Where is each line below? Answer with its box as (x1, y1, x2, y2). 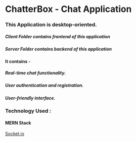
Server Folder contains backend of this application (5, 46, 112, 52)
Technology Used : (5, 108, 51, 115)
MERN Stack (5, 120, 31, 126)
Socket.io (5, 131, 25, 137)
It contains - (5, 59, 31, 65)
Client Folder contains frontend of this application (5, 33, 110, 39)
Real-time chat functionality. (5, 70, 66, 76)
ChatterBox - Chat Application (5, 3, 132, 15)
